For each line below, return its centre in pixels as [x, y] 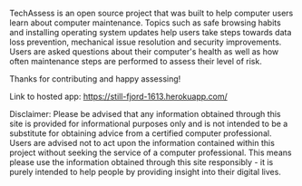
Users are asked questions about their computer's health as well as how [144, 52]
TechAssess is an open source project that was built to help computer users [151, 13]
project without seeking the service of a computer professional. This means [151, 152]
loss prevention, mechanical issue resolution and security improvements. [146, 42]
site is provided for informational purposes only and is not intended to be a [149, 123]
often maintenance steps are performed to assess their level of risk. [136, 61]
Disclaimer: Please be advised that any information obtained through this [145, 114]
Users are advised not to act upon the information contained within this [142, 143]
